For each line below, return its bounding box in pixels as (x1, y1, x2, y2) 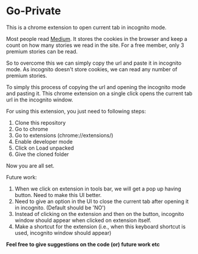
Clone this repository (14, 119, 66, 126)
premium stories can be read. (6, 47, 78, 55)
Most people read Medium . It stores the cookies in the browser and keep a (6, 35, 187, 42)
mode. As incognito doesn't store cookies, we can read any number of (6, 65, 177, 72)
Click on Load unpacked (14, 144, 74, 151)
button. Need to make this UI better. (14, 191, 102, 198)
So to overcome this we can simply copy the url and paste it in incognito (6, 59, 182, 66)
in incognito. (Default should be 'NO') (14, 204, 106, 211)
